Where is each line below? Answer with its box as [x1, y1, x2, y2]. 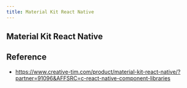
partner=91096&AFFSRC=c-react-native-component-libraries [15, 74, 171, 82]
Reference [6, 52, 47, 63]
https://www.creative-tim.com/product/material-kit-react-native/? [15, 68, 181, 75]
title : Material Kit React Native [6, 8, 95, 15]
